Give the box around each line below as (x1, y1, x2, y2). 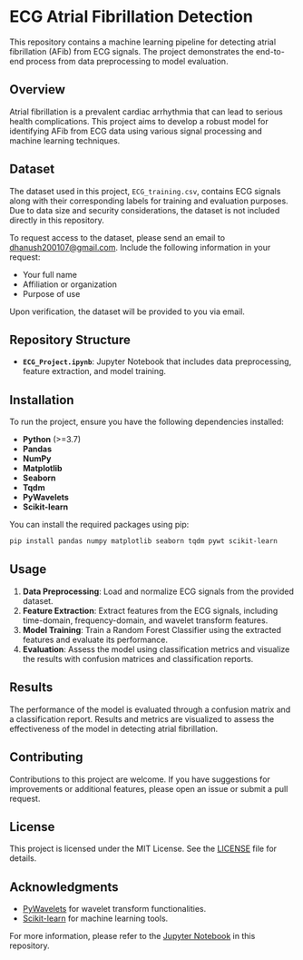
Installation (9, 392, 74, 408)
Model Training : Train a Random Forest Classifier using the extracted (22, 624, 282, 635)
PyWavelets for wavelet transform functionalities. (22, 904, 207, 915)
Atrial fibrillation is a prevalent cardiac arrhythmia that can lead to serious (9, 106, 283, 117)
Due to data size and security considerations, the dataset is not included (9, 204, 280, 215)
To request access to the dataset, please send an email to (9, 232, 225, 242)
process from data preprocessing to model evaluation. (25, 55, 229, 66)
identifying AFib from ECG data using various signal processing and (9, 125, 263, 136)
